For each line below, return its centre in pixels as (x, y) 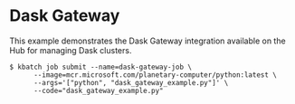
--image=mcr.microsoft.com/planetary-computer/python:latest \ (155, 75)
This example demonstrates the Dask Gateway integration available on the (148, 41)
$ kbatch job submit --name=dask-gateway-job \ (101, 67)
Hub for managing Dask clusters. (71, 50)
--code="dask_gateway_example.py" (99, 90)
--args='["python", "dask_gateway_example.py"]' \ (131, 82)
